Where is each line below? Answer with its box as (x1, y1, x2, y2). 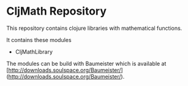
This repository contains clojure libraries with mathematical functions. (6, 24, 182, 32)
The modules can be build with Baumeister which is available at (6, 60, 167, 67)
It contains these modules (6, 36, 72, 43)
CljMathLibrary (15, 48, 53, 56)
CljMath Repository (6, 4, 107, 18)
